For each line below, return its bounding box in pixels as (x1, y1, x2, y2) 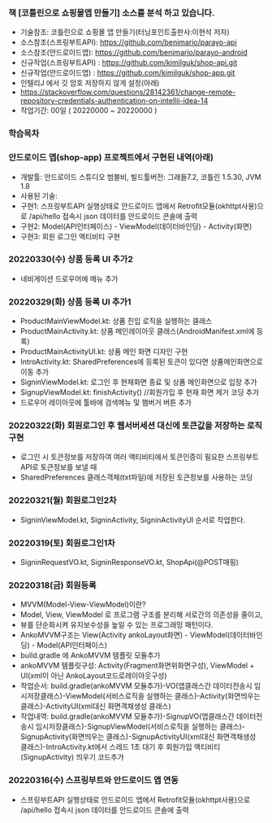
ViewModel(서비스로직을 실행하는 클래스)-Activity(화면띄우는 (64, 691, 261, 701)
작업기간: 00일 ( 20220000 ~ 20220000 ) (19, 106, 158, 116)
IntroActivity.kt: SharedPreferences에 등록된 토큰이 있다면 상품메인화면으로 (19, 357, 264, 367)
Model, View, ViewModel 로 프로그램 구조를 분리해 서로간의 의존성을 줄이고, (19, 610, 263, 619)
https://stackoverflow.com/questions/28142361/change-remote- (19, 87, 236, 97)
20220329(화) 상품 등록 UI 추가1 (8, 295, 132, 307)
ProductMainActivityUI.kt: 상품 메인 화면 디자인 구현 (19, 347, 188, 357)
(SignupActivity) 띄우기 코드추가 (19, 752, 124, 762)
